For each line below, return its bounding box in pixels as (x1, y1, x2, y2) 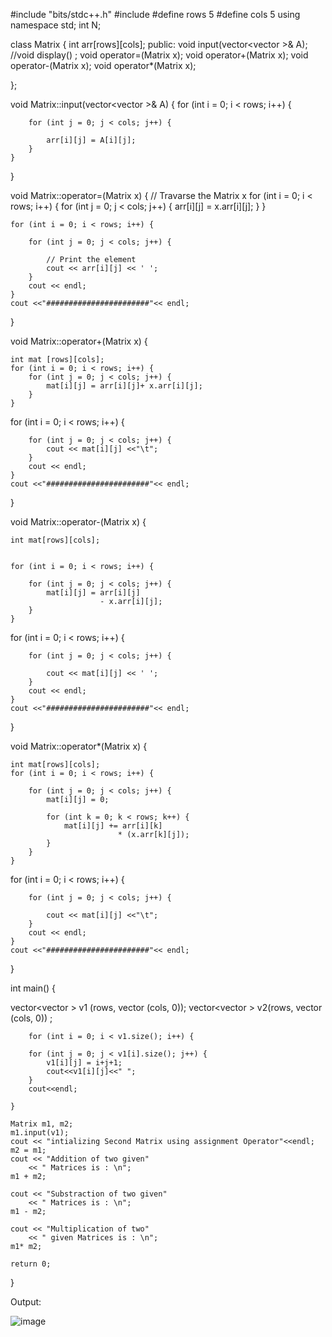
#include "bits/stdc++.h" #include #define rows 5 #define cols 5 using (10, 9, 301, 20)
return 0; (10, 1259, 52, 1269)
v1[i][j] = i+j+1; (46, 1058, 123, 1068)
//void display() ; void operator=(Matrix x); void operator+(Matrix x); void (10, 49, 309, 61)
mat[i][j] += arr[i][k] (63, 821, 163, 831)
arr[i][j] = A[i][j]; (46, 135, 137, 145)
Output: (10, 1296, 42, 1308)
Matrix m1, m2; (10, 1119, 74, 1129)
